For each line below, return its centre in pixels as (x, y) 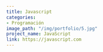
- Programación (25, 23)
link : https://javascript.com (44, 39)
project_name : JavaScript (38, 34)
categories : (21, 17)
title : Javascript (29, 12)
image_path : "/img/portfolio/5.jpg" (52, 28)
